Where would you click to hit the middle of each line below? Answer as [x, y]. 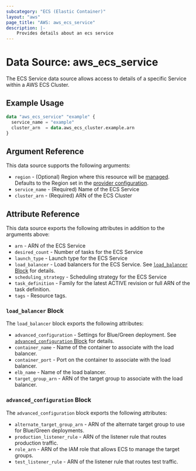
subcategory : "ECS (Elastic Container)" [56, 11]
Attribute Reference [43, 214]
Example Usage [35, 103]
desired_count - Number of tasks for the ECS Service [79, 252]
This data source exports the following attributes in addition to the [85, 228]
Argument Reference [45, 151]
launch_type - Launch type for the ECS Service [71, 258]
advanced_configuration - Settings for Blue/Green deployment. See [95, 335]
